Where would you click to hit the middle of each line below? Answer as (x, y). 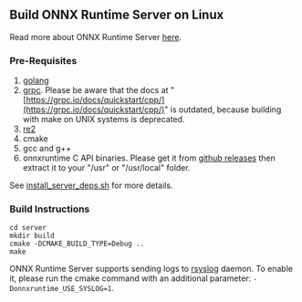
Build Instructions (50, 209)
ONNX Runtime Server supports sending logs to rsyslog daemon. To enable (151, 269)
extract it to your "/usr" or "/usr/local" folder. (106, 168)
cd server (28, 228)
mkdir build (32, 236)
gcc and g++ (47, 149)
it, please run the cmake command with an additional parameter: (130, 278)
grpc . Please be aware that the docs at (95, 90)
